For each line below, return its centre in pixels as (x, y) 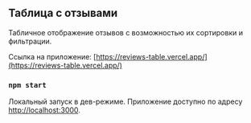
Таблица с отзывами (63, 13)
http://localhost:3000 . (44, 110)
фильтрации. (30, 41)
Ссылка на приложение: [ (52, 56)
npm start (27, 85)
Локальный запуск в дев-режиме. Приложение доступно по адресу (125, 102)
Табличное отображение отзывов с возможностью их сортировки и (126, 32)
